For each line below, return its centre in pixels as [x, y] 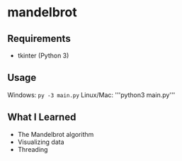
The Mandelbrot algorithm [56, 134]
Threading [33, 149]
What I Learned [42, 117]
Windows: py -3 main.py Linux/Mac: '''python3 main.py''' [91, 95]
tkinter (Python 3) [43, 55]
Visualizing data [41, 142]
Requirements [39, 39]
